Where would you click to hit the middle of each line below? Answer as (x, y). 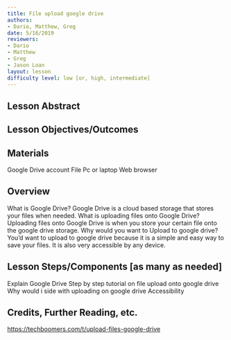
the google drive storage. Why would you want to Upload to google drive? (113, 230)
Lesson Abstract (44, 106)
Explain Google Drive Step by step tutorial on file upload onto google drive (113, 283)
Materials (28, 153)
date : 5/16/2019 (31, 33)
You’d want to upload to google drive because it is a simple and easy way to (115, 238)
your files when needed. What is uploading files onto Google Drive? (103, 215)
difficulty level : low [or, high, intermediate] (79, 78)
